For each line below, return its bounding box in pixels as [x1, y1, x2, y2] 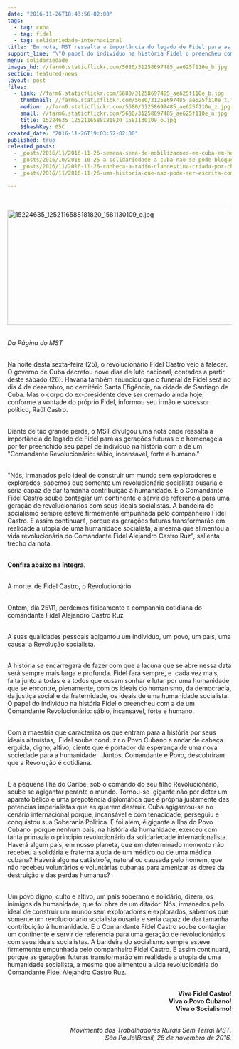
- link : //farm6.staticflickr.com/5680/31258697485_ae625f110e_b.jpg [14, 90, 224, 97]
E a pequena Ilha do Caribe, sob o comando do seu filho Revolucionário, [7, 779, 219, 788]
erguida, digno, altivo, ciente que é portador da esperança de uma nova [7, 743, 218, 752]
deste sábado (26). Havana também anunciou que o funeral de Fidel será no [7, 375, 231, 384]
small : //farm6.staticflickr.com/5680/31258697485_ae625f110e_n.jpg [20, 110, 228, 117]
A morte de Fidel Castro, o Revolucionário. [7, 582, 133, 590]
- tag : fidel [14, 30, 53, 38]
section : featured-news [7, 70, 78, 77]
